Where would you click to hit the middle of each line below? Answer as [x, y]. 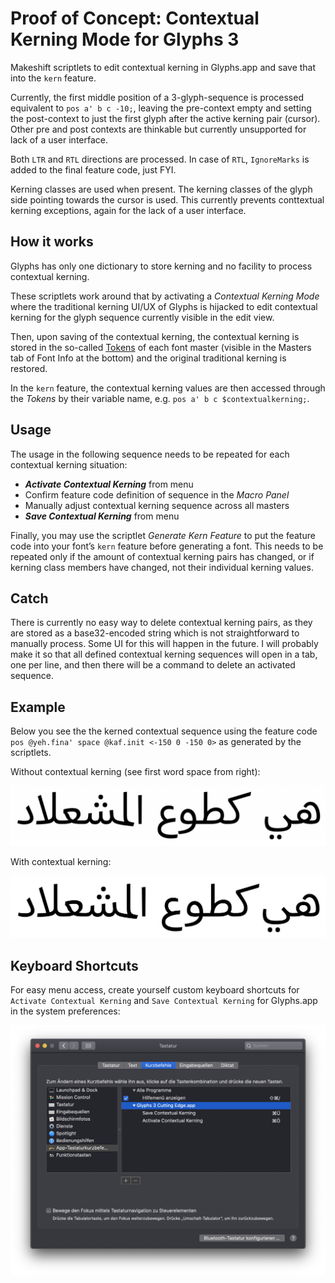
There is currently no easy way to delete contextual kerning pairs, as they [161, 623]
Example [38, 707]
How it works [52, 242]
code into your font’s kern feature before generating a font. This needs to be [167, 546]
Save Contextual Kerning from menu [102, 516]
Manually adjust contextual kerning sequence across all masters [157, 505]
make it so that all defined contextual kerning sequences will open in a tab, [164, 654]
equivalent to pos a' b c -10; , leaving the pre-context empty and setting [161, 108]
